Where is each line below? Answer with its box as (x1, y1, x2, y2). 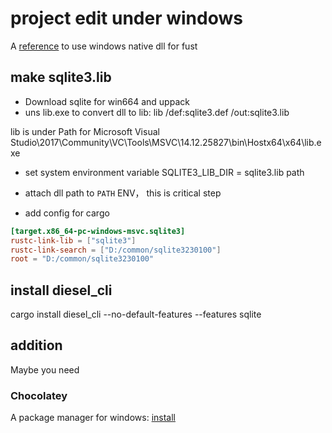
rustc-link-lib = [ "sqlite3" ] (10, 235, 137, 246)
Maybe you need (10, 363, 80, 376)
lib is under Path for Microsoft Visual (10, 125, 160, 137)
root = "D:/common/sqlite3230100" (10, 254, 155, 264)
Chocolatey (10, 388, 68, 402)
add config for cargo (24, 207, 110, 219)
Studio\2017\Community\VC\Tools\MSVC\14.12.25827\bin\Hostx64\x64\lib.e (10, 136, 322, 148)
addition (10, 337, 63, 354)
